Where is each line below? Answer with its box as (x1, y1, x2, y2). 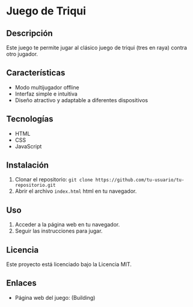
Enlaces (6, 278, 37, 288)
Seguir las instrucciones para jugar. (14, 227, 103, 235)
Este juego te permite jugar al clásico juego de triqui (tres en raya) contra (6, 44, 188, 51)
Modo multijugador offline (14, 84, 79, 91)
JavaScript (14, 142, 42, 150)
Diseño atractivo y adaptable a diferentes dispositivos (14, 96, 149, 103)
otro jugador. (6, 50, 38, 58)
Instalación (6, 160, 49, 171)
